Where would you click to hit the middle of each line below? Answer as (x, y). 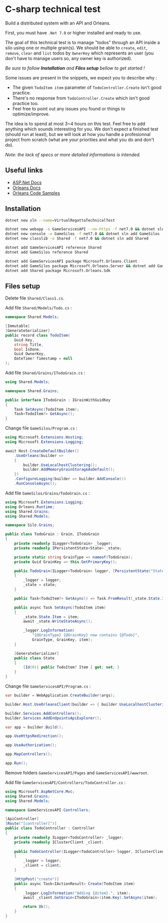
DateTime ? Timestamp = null (43, 358)
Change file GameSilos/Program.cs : (41, 428)
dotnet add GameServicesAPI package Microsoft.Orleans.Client (71, 261)
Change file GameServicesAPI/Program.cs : (48, 686)
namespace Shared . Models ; (32, 317)
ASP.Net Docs (27, 182)
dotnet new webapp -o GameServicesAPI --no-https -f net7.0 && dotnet (80, 229)
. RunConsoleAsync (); (35, 483)
